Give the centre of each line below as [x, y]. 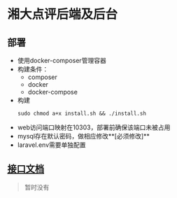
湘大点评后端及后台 [63, 14]
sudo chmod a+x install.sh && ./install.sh [82, 113]
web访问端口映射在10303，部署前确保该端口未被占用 [94, 127]
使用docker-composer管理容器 [62, 61]
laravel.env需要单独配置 [51, 145]
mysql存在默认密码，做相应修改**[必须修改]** [84, 136]
